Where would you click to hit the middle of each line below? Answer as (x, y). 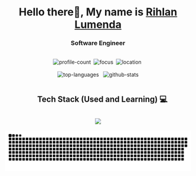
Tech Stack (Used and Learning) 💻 (102, 99)
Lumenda (98, 25)
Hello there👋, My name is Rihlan (98, 12)
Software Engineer (98, 43)
